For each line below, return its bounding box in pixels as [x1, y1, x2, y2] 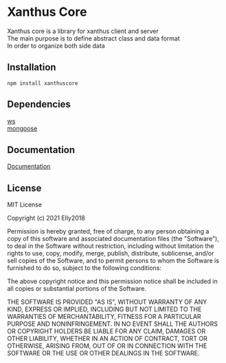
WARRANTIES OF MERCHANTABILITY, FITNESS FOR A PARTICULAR [7, 313, 201, 321]
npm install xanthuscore [7, 80, 78, 87]
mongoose [7, 124, 38, 132]
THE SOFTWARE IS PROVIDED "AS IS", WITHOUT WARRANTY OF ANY [7, 298, 207, 307]
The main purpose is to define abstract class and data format [7, 34, 181, 42]
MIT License [7, 200, 43, 209]
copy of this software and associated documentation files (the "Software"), [7, 235, 220, 243]
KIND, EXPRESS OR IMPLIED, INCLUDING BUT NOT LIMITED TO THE [7, 305, 202, 313]
